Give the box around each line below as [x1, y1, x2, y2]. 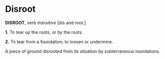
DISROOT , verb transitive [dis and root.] [5, 20, 86, 26]
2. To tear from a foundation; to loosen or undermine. [5, 38, 113, 45]
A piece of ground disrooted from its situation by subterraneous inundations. [5, 48, 161, 54]
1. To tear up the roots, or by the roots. [5, 29, 83, 35]
